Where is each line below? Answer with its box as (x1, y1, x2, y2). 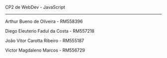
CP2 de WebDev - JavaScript (5, 4, 66, 10)
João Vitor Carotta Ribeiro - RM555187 (5, 38, 84, 44)
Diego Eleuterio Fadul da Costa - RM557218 (5, 28, 94, 34)
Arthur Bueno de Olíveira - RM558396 (5, 18, 83, 24)
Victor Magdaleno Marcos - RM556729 (5, 47, 85, 53)
